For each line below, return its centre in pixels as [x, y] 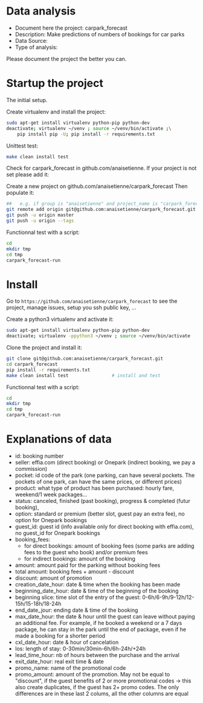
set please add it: [28, 175]
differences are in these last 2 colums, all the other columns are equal [102, 694]
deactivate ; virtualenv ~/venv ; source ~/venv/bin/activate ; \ [89, 128]
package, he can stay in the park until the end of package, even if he [100, 629]
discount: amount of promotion [53, 578]
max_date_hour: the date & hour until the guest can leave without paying [105, 617]
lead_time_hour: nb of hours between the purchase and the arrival [97, 655]
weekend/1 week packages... [51, 494]
